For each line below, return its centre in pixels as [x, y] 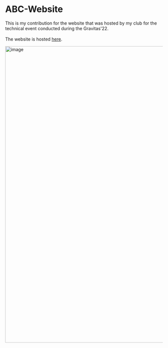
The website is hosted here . [34, 39]
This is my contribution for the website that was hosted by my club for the [81, 23]
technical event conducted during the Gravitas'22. [57, 28]
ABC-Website [34, 9]
